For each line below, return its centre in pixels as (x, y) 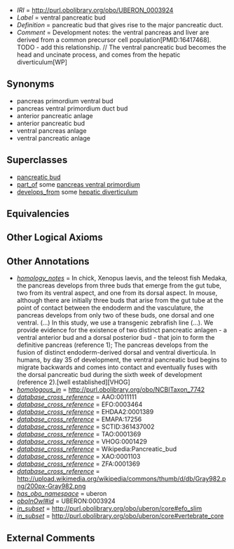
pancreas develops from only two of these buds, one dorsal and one (115, 315)
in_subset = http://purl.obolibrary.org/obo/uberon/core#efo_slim (109, 508)
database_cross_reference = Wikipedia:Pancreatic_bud (97, 449)
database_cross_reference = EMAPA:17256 (79, 420)
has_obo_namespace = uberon (62, 494)
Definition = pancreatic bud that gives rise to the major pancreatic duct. (120, 25)
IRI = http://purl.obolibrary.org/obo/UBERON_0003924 (95, 10)
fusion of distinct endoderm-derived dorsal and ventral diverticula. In (116, 352)
